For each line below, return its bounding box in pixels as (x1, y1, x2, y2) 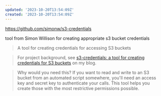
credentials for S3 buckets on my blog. (17, 60, 97, 66)
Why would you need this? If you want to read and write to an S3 (17, 69, 150, 75)
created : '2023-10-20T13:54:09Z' (5, 12, 74, 17)
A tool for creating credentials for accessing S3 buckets (17, 45, 131, 51)
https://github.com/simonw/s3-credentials (5, 25, 92, 31)
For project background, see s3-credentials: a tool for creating (17, 54, 145, 60)
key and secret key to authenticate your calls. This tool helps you (17, 80, 150, 86)
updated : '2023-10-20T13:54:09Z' (5, 7, 74, 12)
